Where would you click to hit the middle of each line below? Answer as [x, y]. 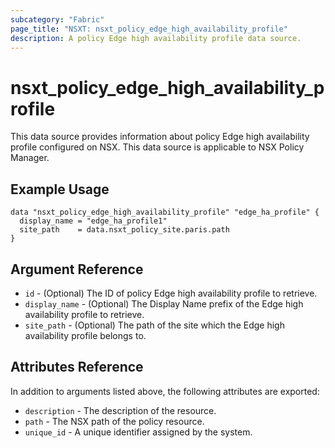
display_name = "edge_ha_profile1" [93, 221]
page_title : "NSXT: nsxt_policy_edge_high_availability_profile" [149, 29]
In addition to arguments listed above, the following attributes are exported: [165, 391]
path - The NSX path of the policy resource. [114, 421]
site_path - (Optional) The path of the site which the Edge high [154, 325]
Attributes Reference [77, 367]
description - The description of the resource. [120, 410]
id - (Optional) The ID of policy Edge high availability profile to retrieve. [171, 293]
